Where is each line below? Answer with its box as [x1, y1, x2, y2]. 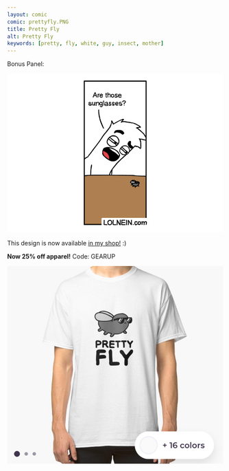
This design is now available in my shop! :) [7, 239, 127, 247]
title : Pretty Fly [7, 25, 60, 32]
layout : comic [7, 11, 48, 18]
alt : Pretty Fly [7, 33, 53, 40]
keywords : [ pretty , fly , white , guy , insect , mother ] [7, 40, 165, 47]
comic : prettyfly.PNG [7, 18, 69, 25]
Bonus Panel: [7, 60, 45, 68]
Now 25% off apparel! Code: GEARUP [7, 252, 116, 261]
